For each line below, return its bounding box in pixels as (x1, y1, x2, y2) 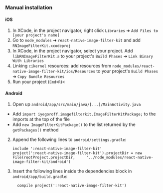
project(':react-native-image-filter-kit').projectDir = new (12, 150, 143, 156)
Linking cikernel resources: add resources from (12, 63, 111, 69)
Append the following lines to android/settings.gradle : (12, 136, 127, 142)
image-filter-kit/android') (12, 159, 71, 164)
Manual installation (5, 4, 53, 11)
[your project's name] (12, 33, 60, 38)
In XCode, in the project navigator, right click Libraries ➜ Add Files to (12, 27, 159, 33)
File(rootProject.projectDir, (12, 155, 76, 160)
